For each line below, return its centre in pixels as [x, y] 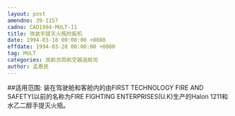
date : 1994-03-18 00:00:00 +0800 [57, 40]
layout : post [27, 14]
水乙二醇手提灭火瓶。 [38, 105]
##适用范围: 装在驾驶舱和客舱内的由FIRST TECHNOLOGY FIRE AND [105, 87]
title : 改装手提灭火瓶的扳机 [45, 34]
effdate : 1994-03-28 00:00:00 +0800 [61, 47]
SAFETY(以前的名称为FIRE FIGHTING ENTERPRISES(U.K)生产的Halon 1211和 [118, 96]
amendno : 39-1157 [33, 21]
